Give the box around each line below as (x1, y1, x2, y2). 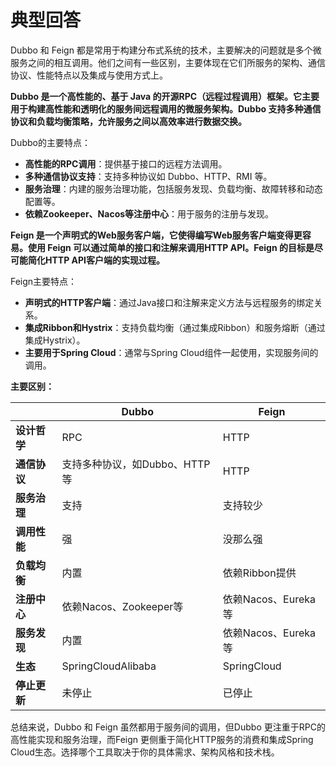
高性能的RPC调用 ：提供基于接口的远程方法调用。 (24, 157, 228, 170)
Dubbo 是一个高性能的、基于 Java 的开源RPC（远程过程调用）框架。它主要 (10, 90, 320, 102)
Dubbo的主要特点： (10, 136, 91, 148)
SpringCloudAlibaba (61, 659, 157, 673)
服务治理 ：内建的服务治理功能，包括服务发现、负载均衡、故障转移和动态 (24, 182, 323, 195)
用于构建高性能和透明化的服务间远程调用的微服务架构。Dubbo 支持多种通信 (10, 102, 322, 115)
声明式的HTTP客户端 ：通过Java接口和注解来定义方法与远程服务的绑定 (24, 296, 315, 308)
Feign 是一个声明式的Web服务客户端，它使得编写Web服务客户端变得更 (10, 229, 303, 241)
